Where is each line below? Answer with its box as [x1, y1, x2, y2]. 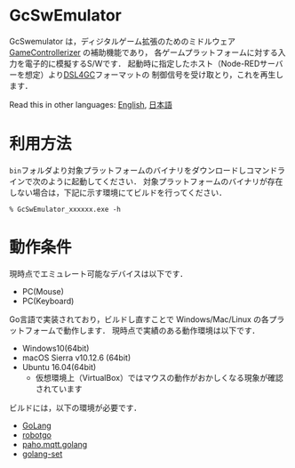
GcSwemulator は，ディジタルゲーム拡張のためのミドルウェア [9, 36, 235, 46]
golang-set [21, 448, 63, 459]
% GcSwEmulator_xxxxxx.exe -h [9, 205, 122, 214]
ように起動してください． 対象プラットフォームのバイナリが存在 [47, 175, 283, 187]
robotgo [21, 429, 52, 440]
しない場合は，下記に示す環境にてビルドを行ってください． [9, 187, 227, 198]
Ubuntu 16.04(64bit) [21, 361, 97, 372]
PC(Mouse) [21, 286, 65, 296]
